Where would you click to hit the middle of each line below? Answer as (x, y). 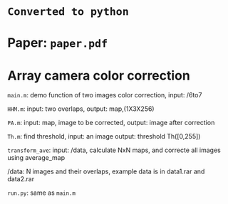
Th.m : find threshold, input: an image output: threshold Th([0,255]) (104, 136)
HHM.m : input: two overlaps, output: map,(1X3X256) (81, 109)
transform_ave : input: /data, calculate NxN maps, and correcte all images (114, 150)
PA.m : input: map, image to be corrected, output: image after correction (111, 123)
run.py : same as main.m (42, 193)
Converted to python (68, 12)
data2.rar (21, 179)
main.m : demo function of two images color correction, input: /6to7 (105, 95)
